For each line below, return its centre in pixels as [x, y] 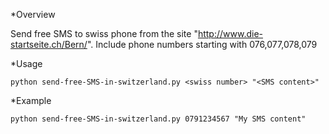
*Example [31, 100]
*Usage [26, 63]
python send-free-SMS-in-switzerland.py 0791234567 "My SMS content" [158, 119]
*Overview [33, 14]
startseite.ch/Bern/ [49, 44]
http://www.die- [230, 33]
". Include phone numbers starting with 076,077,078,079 [202, 44]
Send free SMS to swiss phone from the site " [104, 33]
